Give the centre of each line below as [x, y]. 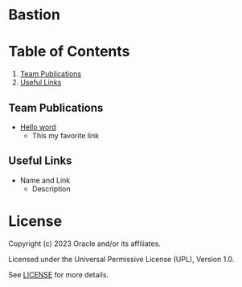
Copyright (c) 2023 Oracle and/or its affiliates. [84, 244]
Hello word [38, 127]
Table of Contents [69, 52]
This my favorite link [66, 135]
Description [51, 189]
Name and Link [45, 180]
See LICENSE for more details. [59, 274]
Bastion [34, 15]
